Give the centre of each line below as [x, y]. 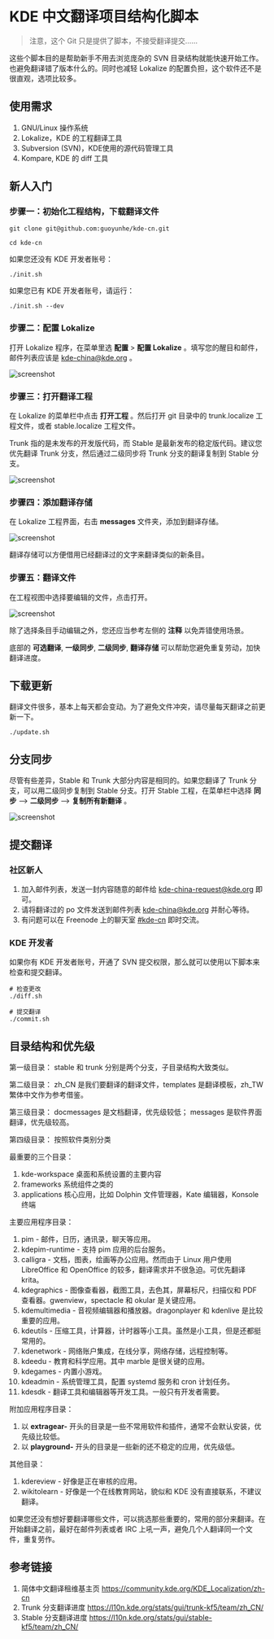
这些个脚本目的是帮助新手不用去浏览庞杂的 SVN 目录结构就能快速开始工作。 [136, 58]
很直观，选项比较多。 [45, 78]
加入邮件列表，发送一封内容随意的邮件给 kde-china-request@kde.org [137, 889]
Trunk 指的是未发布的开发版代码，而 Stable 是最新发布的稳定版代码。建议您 [136, 444]
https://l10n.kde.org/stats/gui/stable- [150, 1617]
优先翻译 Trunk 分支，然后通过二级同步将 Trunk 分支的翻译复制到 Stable [130, 453]
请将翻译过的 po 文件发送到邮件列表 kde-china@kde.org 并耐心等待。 [137, 909]
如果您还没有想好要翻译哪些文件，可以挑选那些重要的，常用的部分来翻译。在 [137, 1519]
